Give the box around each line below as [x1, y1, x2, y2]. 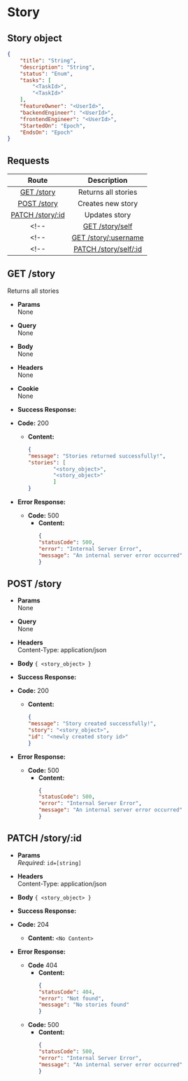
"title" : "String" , [20, 57, 77, 64]
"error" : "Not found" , [38, 995, 105, 1002]
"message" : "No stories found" [38, 1001, 130, 1009]
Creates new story [78, 199, 138, 209]
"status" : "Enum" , [20, 70, 73, 77]
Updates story [84, 210, 131, 220]
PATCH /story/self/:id [73, 245, 142, 254]
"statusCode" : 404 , [38, 989, 96, 996]
